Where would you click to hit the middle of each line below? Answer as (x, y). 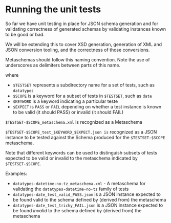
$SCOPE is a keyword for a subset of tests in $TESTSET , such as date (82, 96)
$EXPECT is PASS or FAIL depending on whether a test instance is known (87, 106)
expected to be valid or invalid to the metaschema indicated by (72, 158)
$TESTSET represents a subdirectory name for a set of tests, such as (84, 85)
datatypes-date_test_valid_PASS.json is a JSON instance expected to (87, 194)
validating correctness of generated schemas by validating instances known (86, 29)
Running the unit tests (53, 9)
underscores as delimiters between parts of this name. (63, 65)
